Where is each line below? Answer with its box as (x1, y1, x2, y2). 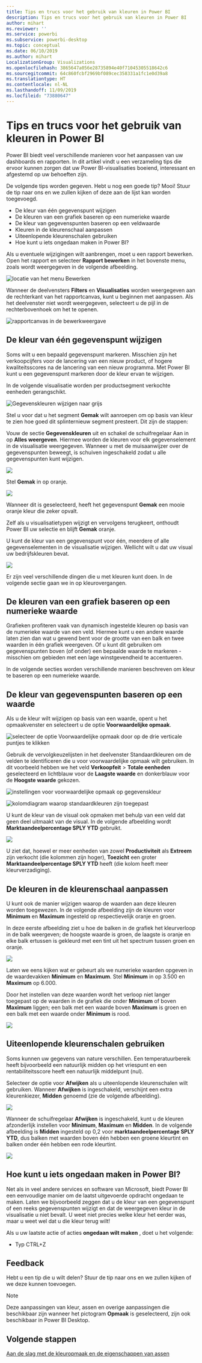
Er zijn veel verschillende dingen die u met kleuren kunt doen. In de (6, 573, 173, 580)
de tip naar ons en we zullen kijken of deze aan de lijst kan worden (6, 188, 171, 196)
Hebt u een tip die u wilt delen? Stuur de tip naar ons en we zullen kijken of (6, 1274, 192, 1281)
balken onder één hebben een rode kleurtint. (6, 1140, 117, 1147)
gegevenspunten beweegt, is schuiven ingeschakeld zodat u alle (6, 449, 167, 456)
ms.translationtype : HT (6, 76, 66, 82)
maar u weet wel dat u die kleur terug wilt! (6, 1217, 110, 1225)
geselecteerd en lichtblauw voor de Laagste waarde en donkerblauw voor (6, 770, 190, 777)
